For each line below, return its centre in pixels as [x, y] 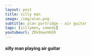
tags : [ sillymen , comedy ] [31, 28]
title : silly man [23, 14]
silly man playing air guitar [33, 48]
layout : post [18, 10]
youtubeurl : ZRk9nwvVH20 [31, 32]
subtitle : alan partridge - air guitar [46, 23]
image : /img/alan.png [27, 19]
